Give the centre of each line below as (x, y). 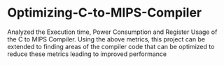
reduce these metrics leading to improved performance (87, 54)
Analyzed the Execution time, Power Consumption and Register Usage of (112, 32)
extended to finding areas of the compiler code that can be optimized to (111, 46)
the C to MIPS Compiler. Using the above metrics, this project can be (106, 39)
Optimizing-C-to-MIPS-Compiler (104, 13)
